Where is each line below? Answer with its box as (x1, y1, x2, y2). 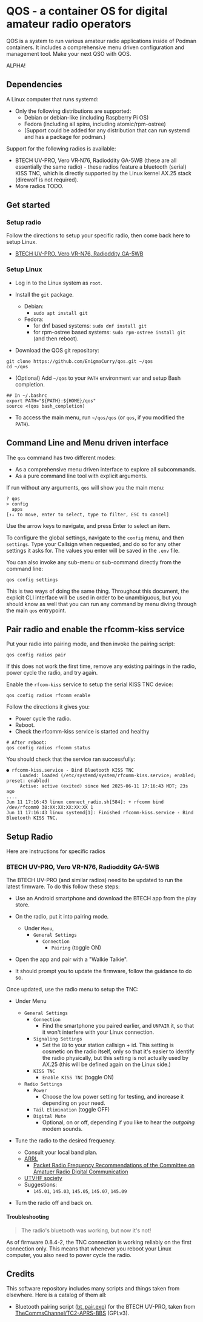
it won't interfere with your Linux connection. (42, 1028, 155, 1036)
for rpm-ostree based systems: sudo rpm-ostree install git (33, 328, 186, 336)
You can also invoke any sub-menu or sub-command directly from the (6, 558, 182, 565)
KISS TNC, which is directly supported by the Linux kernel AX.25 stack (15, 169, 192, 177)
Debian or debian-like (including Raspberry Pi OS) (24, 113, 149, 121)
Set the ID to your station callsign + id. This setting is (42, 1042, 174, 1049)
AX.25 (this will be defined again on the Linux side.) (42, 1061, 171, 1068)
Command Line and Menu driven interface (6, 438, 169, 448)
